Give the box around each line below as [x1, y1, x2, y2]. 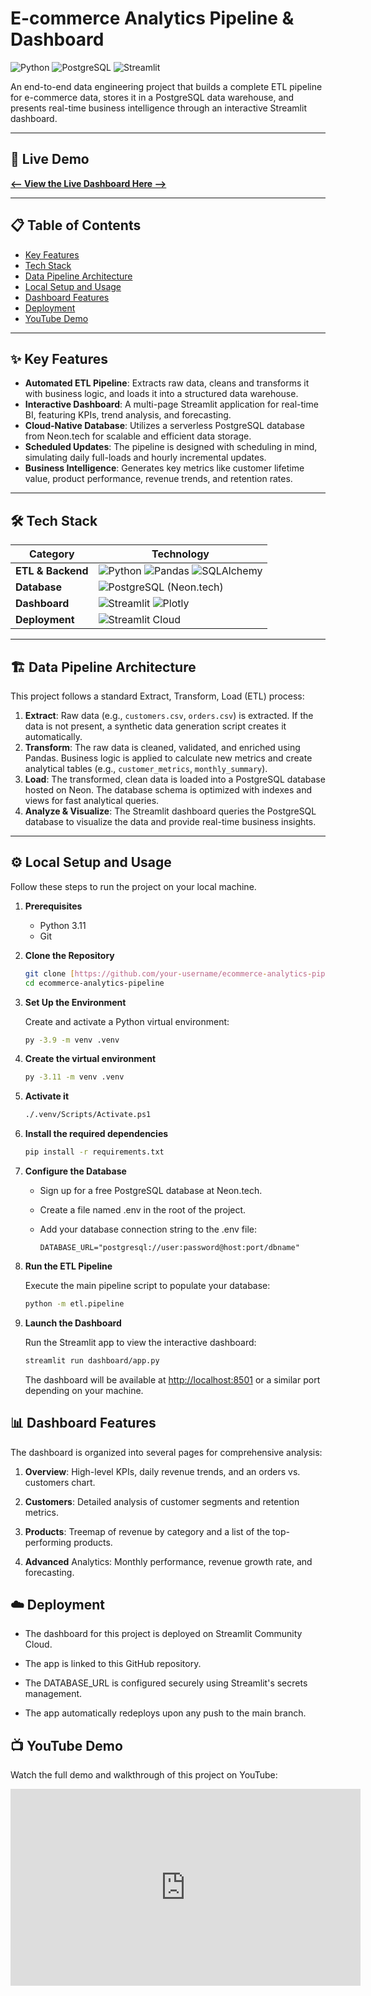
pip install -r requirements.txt [24, 1147, 165, 1157]
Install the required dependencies [24, 1128, 169, 1140]
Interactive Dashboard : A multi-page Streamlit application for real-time [24, 398, 319, 411]
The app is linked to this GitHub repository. [24, 1658, 202, 1670]
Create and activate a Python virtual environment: [24, 1015, 230, 1027]
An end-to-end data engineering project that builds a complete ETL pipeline [10, 80, 323, 92]
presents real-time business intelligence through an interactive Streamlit [10, 102, 307, 114]
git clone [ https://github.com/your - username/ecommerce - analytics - [24, 968, 313, 979]
